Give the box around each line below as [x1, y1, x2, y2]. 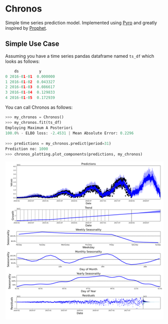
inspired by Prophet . [5, 25, 47, 31]
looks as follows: [5, 58, 40, 64]
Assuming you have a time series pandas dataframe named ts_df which [5, 53, 154, 59]
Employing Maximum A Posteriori [5, 125, 73, 130]
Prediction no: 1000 [5, 146, 49, 151]
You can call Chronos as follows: [5, 104, 73, 110]
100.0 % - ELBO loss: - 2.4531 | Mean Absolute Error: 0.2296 [5, 130, 134, 136]
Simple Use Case [5, 40, 59, 48]
